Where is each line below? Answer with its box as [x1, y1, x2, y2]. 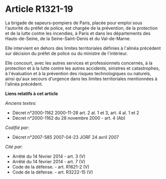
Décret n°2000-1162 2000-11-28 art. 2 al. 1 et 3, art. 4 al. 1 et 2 [12, 110, 139, 116]
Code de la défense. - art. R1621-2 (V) [12, 164, 90, 170]
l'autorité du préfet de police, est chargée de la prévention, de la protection [5, 25, 158, 31]
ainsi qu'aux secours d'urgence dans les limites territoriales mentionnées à [5, 76, 158, 82]
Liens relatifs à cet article [5, 90, 58, 96]
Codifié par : [5, 125, 30, 131]
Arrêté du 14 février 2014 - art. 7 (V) [12, 158, 85, 164]
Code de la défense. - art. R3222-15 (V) [12, 169, 93, 175]
